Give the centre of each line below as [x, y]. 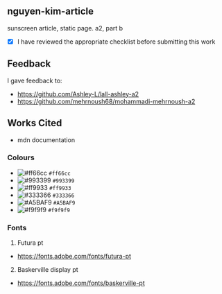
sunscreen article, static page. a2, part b [65, 28]
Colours [21, 157]
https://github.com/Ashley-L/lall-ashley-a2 [78, 94]
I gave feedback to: [35, 80]
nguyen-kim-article [51, 11]
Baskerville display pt [48, 270]
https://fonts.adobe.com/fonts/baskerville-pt [81, 283]
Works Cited [35, 123]
